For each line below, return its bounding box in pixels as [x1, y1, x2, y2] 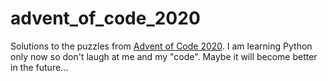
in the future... [10, 61, 69, 73]
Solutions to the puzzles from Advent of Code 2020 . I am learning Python [10, 40, 313, 52]
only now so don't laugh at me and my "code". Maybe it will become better [10, 50, 318, 62]
